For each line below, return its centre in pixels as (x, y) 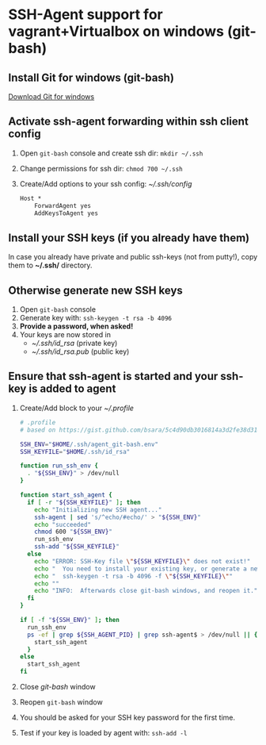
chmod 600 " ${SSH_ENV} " (73, 532)
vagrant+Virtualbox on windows (116, 31)
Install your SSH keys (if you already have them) (129, 238)
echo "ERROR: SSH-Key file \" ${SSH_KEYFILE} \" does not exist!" (142, 561)
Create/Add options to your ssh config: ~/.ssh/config (106, 183)
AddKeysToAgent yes (66, 213)
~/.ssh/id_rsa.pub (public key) (80, 351)
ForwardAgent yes (63, 205)
